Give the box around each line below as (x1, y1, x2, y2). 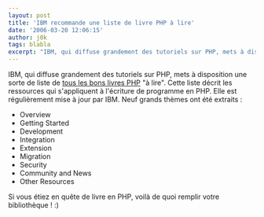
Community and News (19, 168, 92, 178)
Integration (19, 135, 55, 144)
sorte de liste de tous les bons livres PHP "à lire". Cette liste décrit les (8, 78, 233, 87)
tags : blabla (8, 41, 51, 49)
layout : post (8, 11, 51, 20)
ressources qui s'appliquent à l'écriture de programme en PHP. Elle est (8, 86, 237, 95)
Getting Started (19, 119, 69, 127)
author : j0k (8, 33, 47, 42)
